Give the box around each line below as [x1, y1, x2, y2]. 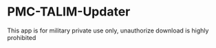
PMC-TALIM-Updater [7, 4, 131, 20]
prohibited [7, 33, 36, 41]
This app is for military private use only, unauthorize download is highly [7, 26, 209, 34]
